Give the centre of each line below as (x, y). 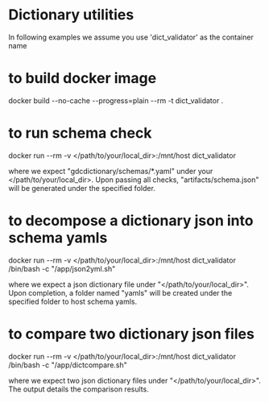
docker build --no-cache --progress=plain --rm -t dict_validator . (116, 100)
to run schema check (80, 133)
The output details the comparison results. (79, 389)
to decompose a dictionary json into (131, 221)
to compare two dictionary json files (132, 334)
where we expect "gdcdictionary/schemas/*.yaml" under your (111, 171)
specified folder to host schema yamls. (73, 301)
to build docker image (83, 79)
